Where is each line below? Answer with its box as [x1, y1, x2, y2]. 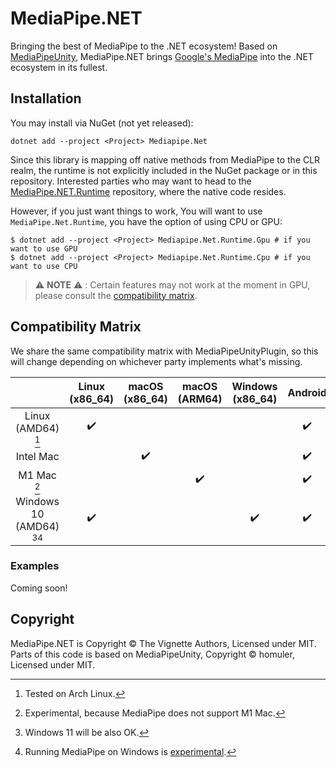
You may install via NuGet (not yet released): [10, 117, 194, 129]
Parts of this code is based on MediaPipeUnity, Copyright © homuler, [10, 648, 295, 660]
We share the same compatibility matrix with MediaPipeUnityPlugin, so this [10, 345, 319, 357]
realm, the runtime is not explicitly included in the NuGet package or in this [10, 164, 318, 176]
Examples [10, 559, 60, 573]
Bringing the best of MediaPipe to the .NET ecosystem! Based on [10, 40, 278, 52]
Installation [10, 90, 82, 107]
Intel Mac [15, 450, 60, 464]
